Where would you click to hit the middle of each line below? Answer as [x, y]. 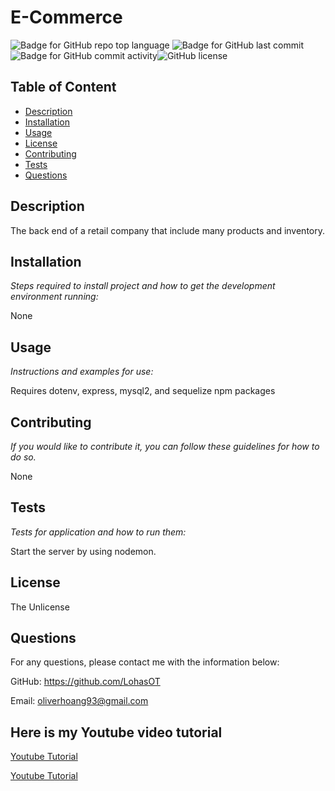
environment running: [54, 297]
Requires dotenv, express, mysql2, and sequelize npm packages [143, 391]
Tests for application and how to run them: [98, 532]
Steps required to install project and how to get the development [143, 286]
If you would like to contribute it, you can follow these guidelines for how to [165, 446]
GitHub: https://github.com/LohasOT [85, 682]
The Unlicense [40, 607]
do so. [23, 457]
